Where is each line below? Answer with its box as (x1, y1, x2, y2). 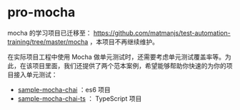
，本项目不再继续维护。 (89, 37, 159, 46)
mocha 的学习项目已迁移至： (7, 28, 92, 37)
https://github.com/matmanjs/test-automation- (93, 28, 231, 37)
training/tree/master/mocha (7, 37, 89, 46)
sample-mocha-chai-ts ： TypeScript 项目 (17, 94, 142, 103)
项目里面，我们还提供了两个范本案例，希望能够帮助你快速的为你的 (31, 61, 226, 70)
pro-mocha (7, 4, 76, 21)
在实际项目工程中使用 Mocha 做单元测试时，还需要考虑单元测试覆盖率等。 (7, 53, 226, 61)
